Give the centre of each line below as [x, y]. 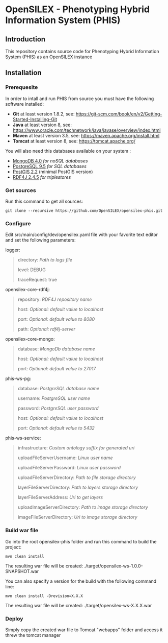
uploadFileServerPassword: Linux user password [69, 468]
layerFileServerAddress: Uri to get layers [60, 497]
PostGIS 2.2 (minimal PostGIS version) [53, 172]
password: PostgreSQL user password [58, 408]
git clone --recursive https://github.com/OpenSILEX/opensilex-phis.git [84, 210]
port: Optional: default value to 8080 [56, 319]
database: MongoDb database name [56, 349]
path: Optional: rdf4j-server [46, 329]
